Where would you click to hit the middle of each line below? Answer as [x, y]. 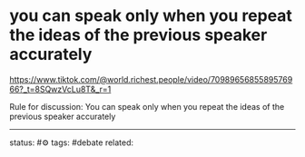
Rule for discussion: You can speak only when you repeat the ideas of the [147, 106]
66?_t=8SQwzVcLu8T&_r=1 [60, 89]
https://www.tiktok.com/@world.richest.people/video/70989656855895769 [151, 79]
